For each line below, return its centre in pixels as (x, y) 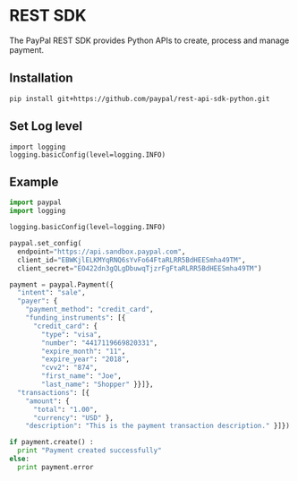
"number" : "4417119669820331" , (100, 343)
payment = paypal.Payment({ (62, 284)
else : (19, 459)
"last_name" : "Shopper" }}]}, (98, 384)
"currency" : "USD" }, (73, 417)
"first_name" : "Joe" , (82, 376)
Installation (41, 78)
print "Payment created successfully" (90, 451)
